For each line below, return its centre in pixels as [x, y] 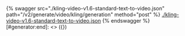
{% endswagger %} [126, 21]
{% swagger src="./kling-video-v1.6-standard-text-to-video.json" [85, 8]
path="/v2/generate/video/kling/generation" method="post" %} [83, 15]
